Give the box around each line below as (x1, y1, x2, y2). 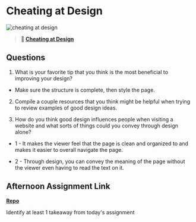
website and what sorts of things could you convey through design (14, 122, 179, 129)
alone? (14, 128, 31, 135)
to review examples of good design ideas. (14, 104, 118, 111)
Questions (6, 52, 46, 63)
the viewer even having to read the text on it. (14, 164, 125, 171)
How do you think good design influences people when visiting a (14, 115, 173, 123)
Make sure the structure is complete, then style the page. (14, 86, 156, 93)
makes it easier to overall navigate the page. (14, 146, 123, 153)
